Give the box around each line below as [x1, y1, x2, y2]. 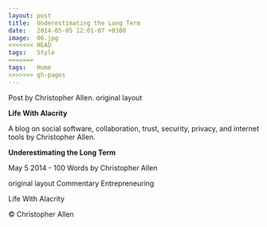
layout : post [8, 11, 52, 20]
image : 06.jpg [8, 33, 59, 42]
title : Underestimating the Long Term [8, 19, 141, 27]
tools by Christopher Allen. [8, 132, 96, 142]
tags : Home [8, 64, 52, 72]
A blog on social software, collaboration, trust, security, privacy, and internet [8, 123, 260, 133]
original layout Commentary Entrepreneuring [8, 178, 155, 188]
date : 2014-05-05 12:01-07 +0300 [8, 26, 127, 34]
